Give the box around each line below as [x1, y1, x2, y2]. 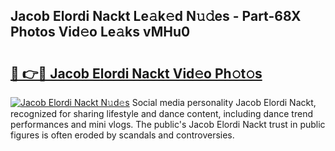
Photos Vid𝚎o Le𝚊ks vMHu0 [10, 24, 191, 41]
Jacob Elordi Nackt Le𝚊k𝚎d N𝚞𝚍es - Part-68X [10, 8, 302, 25]
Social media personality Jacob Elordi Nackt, [131, 97, 317, 108]
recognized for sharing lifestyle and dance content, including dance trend [10, 108, 313, 119]
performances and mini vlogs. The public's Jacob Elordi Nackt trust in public [10, 119, 326, 130]
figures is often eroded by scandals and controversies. [10, 129, 235, 141]
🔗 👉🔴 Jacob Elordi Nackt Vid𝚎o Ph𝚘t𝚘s [10, 65, 263, 82]
